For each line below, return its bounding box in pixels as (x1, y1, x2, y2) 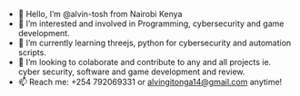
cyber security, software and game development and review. (17, 66, 245, 77)
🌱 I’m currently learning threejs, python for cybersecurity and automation (17, 37, 292, 48)
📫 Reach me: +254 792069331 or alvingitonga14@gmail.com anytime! (17, 77, 283, 87)
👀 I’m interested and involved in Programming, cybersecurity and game (17, 18, 285, 29)
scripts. (17, 47, 47, 58)
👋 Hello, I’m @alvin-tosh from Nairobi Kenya (17, 9, 183, 19)
